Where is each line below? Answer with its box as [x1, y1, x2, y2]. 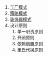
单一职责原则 [17, 29, 43, 34]
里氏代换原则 [17, 47, 43, 53]
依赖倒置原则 [17, 41, 43, 46]
